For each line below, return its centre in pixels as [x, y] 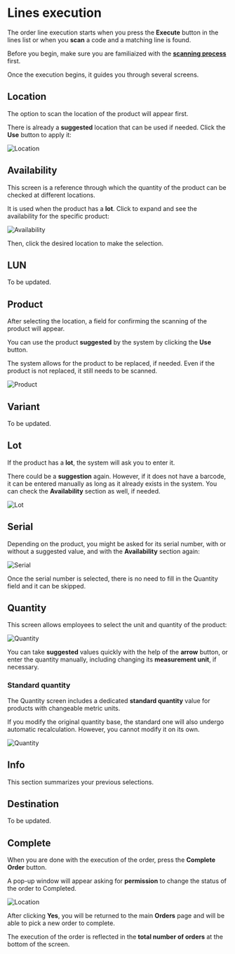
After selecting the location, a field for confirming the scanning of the [107, 321]
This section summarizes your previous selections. [81, 782]
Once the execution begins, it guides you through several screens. [103, 75]
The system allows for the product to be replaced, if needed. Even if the [111, 363]
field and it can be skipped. [47, 586]
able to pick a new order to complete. [61, 923]
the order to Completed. [42, 889]
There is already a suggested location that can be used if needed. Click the [116, 127]
